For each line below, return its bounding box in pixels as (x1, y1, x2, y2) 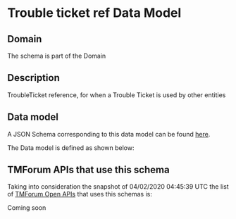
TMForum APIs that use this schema (7, 164, 170, 176)
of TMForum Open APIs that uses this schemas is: (7, 190, 153, 199)
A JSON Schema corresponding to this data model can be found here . (7, 130, 211, 138)
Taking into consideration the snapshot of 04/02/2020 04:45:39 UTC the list (7, 182, 229, 191)
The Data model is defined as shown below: (7, 143, 135, 152)
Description (7, 72, 60, 84)
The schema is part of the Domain (7, 51, 106, 60)
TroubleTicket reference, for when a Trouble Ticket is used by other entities (7, 90, 226, 99)
